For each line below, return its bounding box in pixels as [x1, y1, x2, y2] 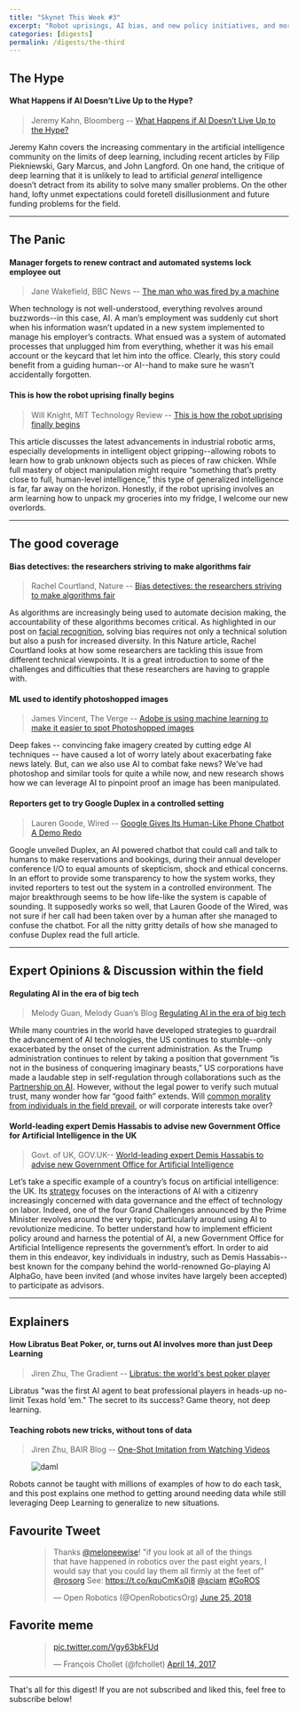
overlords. [9, 502, 47, 513]
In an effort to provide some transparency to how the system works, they [9, 872, 276, 883]
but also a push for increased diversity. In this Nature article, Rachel [9, 635, 257, 646]
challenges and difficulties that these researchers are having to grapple [9, 664, 271, 674]
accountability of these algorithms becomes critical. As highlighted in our [9, 617, 277, 627]
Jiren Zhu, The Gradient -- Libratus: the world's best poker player [30, 1368, 271, 1379]
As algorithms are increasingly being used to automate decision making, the [9, 607, 286, 618]
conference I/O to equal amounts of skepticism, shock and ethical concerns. [9, 863, 288, 874]
